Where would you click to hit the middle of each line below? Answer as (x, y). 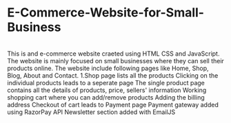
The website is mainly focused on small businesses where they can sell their (115, 60)
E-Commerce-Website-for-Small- (106, 13)
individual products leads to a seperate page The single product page (106, 82)
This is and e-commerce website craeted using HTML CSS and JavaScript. (113, 54)
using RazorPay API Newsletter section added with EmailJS (91, 112)
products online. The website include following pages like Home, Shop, (108, 68)
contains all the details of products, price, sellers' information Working (107, 90)
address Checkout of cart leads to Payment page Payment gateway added (113, 104)
